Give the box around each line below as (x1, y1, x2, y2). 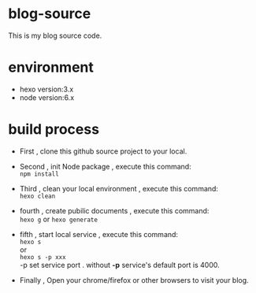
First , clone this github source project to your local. (19, 146, 187, 156)
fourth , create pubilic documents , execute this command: (19, 206, 210, 215)
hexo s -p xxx (19, 253, 66, 261)
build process (8, 121, 100, 139)
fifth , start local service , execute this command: (19, 229, 179, 239)
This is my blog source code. (8, 31, 102, 40)
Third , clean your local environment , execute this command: (19, 184, 219, 193)
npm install (19, 170, 59, 178)
